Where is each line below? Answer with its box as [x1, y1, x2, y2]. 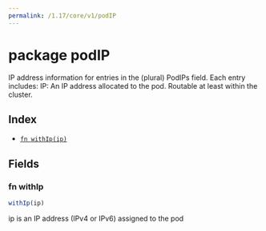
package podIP [8, 46, 111, 64]
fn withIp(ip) [19, 135, 67, 144]
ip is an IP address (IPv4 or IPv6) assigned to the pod [8, 213, 184, 223]
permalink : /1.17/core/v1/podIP [8, 11, 116, 20]
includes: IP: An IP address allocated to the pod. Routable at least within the [8, 81, 258, 90]
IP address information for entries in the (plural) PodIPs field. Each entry [8, 73, 246, 82]
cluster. [8, 90, 34, 99]
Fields [8, 157, 40, 170]
